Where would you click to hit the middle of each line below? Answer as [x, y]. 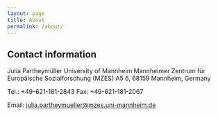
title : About [26, 20]
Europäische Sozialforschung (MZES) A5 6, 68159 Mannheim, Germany [109, 78]
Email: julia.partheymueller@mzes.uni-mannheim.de [82, 105]
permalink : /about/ [35, 26]
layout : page [26, 13]
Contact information [52, 54]
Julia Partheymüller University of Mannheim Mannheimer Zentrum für [107, 71]
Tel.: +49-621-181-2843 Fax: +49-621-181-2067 [75, 92]
